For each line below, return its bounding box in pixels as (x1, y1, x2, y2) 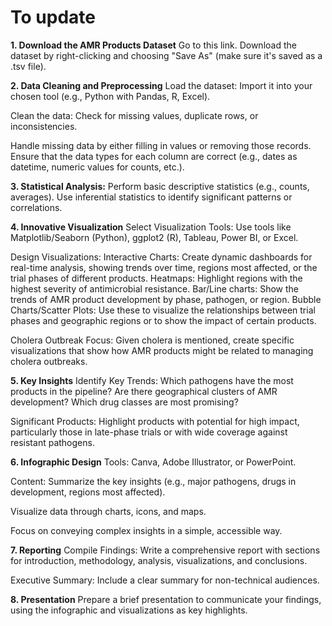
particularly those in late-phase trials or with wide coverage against (10, 426, 288, 438)
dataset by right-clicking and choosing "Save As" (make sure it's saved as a (10, 49, 323, 61)
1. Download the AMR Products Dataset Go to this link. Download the (10, 39, 297, 51)
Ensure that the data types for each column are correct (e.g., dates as (10, 150, 298, 162)
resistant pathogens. (10, 436, 95, 448)
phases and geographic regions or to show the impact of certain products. (10, 314, 317, 326)
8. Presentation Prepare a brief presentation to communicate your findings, (10, 593, 322, 605)
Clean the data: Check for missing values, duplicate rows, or (10, 109, 259, 121)
